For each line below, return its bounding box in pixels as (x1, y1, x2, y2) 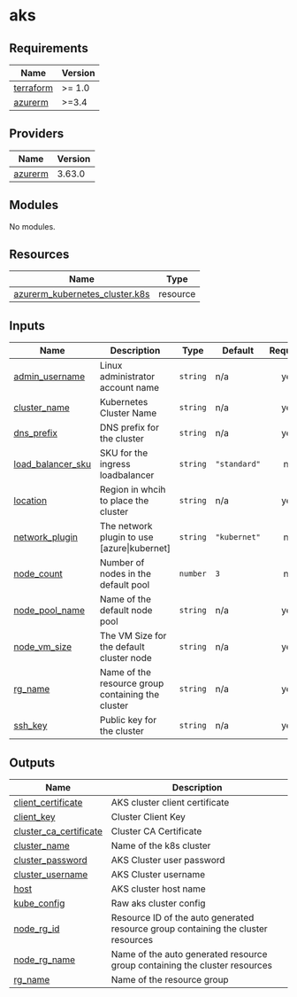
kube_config (13, 897, 65, 909)
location (13, 495, 47, 507)
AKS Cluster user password (110, 854, 225, 867)
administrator (99, 370, 156, 383)
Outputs (9, 755, 56, 770)
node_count (13, 568, 64, 580)
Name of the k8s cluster (110, 839, 211, 852)
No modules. (9, 221, 56, 231)
